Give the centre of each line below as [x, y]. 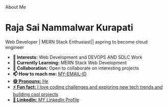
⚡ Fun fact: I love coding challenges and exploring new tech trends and [88, 87]
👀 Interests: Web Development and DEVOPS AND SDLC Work [77, 57]
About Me [16, 7]
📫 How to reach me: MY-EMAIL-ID [50, 74]
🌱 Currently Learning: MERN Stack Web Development [70, 62]
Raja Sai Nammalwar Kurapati [69, 28]
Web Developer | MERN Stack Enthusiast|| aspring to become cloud [77, 41]
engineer [15, 47]
